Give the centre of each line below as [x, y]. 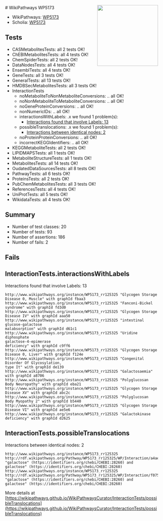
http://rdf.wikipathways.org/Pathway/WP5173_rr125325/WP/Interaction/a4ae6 [83, 458]
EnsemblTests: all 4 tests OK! [41, 70]
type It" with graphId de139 [34, 367]
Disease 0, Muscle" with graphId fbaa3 [45, 299]
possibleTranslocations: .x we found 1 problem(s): [69, 127]
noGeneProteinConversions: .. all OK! [56, 106]
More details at [20, 493]
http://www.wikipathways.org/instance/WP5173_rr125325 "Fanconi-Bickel [79, 303]
